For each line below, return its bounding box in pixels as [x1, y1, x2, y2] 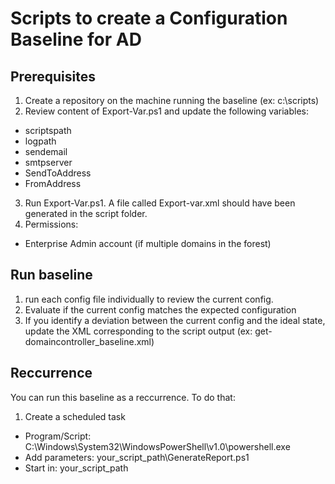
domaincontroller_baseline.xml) [24, 335, 155, 347]
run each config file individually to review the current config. [24, 293, 274, 305]
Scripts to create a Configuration [10, 7, 288, 30]
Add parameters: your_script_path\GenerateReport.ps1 [24, 451, 250, 463]
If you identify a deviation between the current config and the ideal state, [24, 314, 326, 326]
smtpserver [24, 157, 73, 168]
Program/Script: [24, 430, 92, 442]
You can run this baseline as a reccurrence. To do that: [10, 391, 236, 403]
